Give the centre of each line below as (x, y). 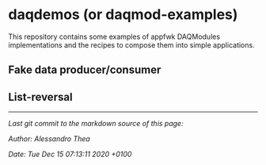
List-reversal (40, 97)
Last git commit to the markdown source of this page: (96, 124)
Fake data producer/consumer (85, 70)
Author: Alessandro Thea (49, 139)
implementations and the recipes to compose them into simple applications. (131, 44)
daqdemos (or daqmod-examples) (123, 15)
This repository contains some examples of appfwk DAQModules (114, 36)
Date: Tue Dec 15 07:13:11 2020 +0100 (70, 154)
